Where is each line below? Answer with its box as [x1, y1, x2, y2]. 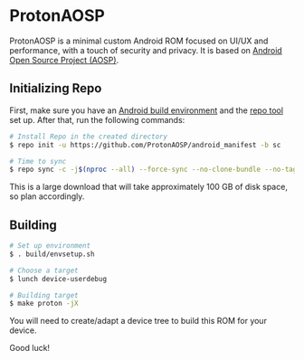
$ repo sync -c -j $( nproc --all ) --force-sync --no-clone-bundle [9, 165, 261, 175]
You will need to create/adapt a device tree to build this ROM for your [9, 316, 267, 327]
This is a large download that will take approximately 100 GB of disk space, [9, 182, 288, 193]
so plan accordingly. [9, 191, 85, 202]
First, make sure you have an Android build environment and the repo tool [9, 105, 283, 116]
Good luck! [9, 343, 51, 354]
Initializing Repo [9, 81, 102, 96]
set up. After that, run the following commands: [9, 114, 185, 125]
